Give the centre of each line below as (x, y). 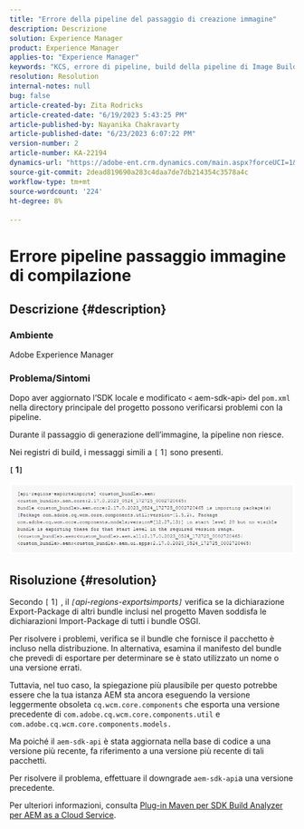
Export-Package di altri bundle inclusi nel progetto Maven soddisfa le (138, 611)
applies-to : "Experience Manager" (75, 58)
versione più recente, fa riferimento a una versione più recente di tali (137, 751)
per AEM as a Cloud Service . (63, 815)
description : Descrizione (58, 29)
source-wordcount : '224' (56, 191)
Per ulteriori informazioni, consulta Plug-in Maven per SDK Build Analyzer (146, 805)
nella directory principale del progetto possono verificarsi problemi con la (146, 407)
